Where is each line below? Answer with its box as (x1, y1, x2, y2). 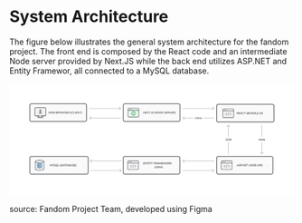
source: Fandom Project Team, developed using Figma (9, 204, 212, 215)
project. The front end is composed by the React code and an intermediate (9, 45, 288, 56)
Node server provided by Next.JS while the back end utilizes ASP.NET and (9, 55, 288, 66)
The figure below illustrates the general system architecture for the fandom (9, 36, 289, 47)
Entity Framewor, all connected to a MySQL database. (9, 65, 210, 76)
